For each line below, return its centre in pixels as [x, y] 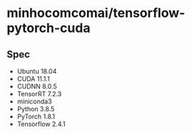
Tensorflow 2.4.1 [41, 124]
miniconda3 [34, 101]
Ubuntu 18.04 [37, 71]
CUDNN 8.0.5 [37, 86]
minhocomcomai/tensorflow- [96, 13]
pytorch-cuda [49, 28]
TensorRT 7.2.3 [39, 94]
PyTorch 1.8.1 [36, 116]
